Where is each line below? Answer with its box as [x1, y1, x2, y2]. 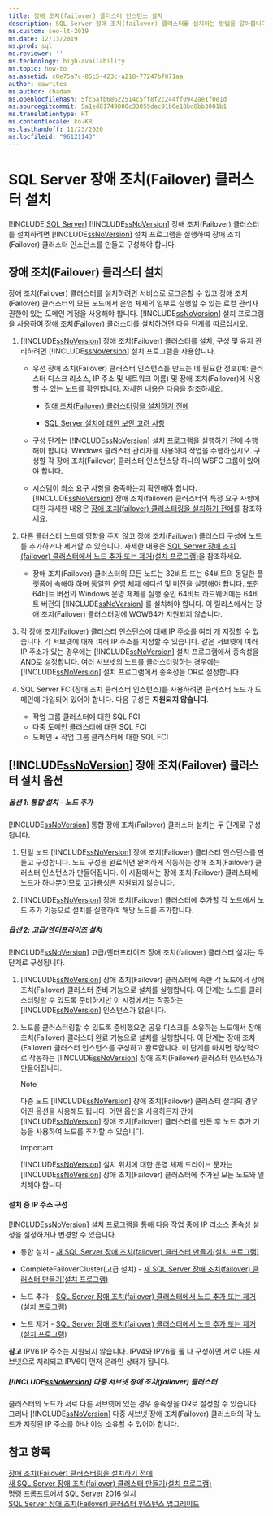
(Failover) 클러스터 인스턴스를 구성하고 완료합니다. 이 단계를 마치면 [19, 1042, 232, 1052]
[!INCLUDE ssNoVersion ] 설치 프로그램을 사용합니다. [48, 346, 217, 356]
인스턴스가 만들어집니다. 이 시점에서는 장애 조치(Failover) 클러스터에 [41, 867, 258, 877]
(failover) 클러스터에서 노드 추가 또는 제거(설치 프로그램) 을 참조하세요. [19, 552, 242, 561]
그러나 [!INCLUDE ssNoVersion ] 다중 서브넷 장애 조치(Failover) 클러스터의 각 [8, 1409, 253, 1419]
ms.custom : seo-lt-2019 [8, 27, 89, 35]
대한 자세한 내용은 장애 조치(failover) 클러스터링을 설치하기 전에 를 [32, 504, 241, 513]
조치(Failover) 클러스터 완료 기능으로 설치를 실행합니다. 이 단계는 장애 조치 [19, 1033, 256, 1042]
